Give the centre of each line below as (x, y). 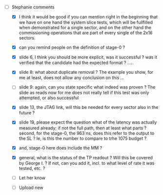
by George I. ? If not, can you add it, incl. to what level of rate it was (87, 163)
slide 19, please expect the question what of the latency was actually (88, 122)
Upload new (31, 187)
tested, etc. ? (32, 168)
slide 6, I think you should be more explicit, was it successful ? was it (88, 57)
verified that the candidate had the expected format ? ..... (76, 63)
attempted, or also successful (49, 98)
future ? (27, 113)
